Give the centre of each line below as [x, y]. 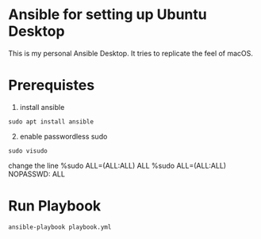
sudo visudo [28, 151]
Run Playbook [55, 206]
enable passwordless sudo [63, 136]
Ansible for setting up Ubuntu [108, 15]
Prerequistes [52, 85]
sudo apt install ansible [51, 121]
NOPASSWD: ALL [37, 174]
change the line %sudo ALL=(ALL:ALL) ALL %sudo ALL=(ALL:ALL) [117, 165]
